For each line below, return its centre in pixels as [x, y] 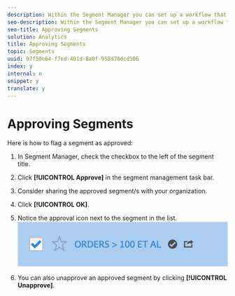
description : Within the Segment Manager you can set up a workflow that [117, 15]
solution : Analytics [37, 37]
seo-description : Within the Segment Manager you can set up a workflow [115, 22]
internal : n [24, 73]
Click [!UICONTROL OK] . [53, 205]
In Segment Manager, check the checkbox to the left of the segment [116, 156]
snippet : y [23, 81]
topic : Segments [31, 52]
